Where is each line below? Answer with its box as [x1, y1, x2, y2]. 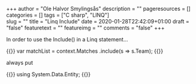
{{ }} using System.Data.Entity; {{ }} [6, 71, 91, 77]
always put [6, 59, 33, 66]
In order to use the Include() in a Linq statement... [6, 36, 128, 43]
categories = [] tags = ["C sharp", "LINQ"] [6, 11, 110, 19]
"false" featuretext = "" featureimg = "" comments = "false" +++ [6, 24, 165, 31]
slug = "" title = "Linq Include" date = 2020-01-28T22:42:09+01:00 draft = [6, 18, 190, 25]
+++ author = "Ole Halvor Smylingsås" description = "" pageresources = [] [6, 5, 191, 12]
